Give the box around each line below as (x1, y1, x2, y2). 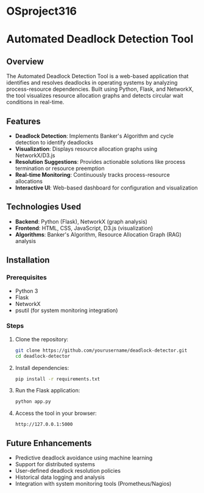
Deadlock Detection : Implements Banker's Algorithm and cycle (15, 132, 174, 140)
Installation (6, 255, 50, 266)
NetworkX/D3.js (15, 152, 55, 159)
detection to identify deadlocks (15, 139, 93, 146)
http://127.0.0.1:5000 (15, 422, 73, 428)
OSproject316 (6, 4, 77, 18)
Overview (6, 56, 44, 66)
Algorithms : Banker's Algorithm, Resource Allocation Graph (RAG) (15, 230, 181, 238)
